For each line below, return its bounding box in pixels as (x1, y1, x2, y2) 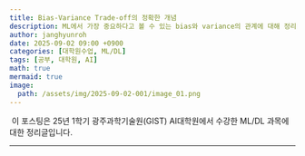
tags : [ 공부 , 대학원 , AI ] (9, 55, 98, 64)
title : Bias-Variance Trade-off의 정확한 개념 (9, 13, 177, 23)
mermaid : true (9, 73, 64, 82)
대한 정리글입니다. (9, 126, 74, 137)
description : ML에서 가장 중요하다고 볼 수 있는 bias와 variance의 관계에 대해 (9, 22, 280, 31)
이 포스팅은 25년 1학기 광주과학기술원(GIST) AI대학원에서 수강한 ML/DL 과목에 (11, 115, 290, 126)
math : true (9, 64, 51, 73)
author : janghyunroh (9, 30, 88, 39)
